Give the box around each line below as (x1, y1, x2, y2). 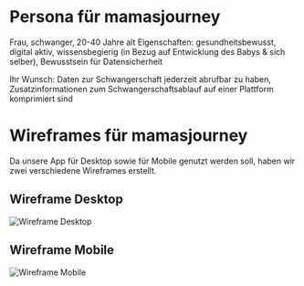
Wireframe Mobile (9, 242, 115, 258)
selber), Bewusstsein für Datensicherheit (9, 56, 162, 67)
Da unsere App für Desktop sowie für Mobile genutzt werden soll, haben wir (9, 155, 296, 166)
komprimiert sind (9, 93, 73, 104)
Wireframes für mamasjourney (9, 125, 248, 146)
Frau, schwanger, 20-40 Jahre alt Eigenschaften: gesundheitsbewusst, (9, 37, 277, 48)
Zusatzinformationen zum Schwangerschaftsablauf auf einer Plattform (9, 83, 274, 94)
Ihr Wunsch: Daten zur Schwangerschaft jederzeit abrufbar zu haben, (9, 73, 272, 84)
